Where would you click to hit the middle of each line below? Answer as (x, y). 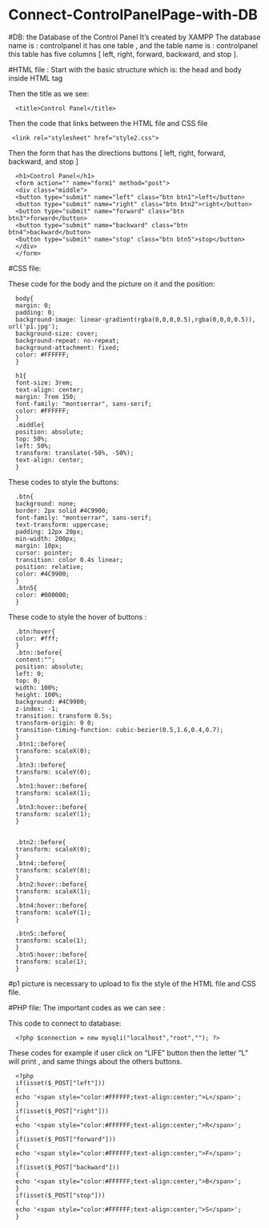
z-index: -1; (37, 709)
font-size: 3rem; (44, 383)
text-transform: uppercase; (62, 525)
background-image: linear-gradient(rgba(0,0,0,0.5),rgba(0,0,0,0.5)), (136, 319)
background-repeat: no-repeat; (68, 340)
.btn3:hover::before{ (52, 807)
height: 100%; (39, 695)
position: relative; (50, 567)
